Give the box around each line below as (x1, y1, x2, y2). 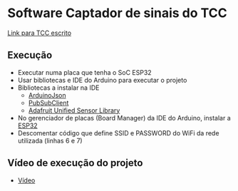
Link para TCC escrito (7, 29, 72, 37)
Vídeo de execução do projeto (7, 157, 143, 169)
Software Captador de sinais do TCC (7, 5, 227, 21)
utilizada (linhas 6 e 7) (17, 136, 83, 145)
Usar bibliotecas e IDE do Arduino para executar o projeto (17, 76, 187, 84)
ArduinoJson (28, 91, 66, 99)
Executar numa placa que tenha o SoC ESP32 (17, 68, 152, 76)
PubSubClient (28, 98, 69, 107)
